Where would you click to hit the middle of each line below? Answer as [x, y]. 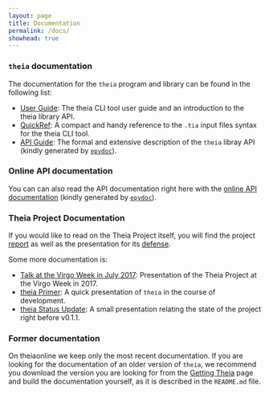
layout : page [30, 16]
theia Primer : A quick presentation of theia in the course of [118, 292]
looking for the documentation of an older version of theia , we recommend [132, 364]
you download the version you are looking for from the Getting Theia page [131, 373]
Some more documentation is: [58, 260]
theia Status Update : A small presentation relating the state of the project [141, 309]
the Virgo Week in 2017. [59, 284]
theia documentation [50, 67]
